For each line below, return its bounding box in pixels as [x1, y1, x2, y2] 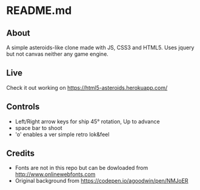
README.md [6, 4, 72, 18]
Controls [6, 101, 40, 112]
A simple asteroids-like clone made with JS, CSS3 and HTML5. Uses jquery [6, 44, 195, 51]
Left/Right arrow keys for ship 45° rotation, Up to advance [15, 118, 160, 125]
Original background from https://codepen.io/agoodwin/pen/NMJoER [15, 177, 189, 185]
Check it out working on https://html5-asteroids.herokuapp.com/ [6, 84, 168, 91]
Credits [6, 148, 35, 158]
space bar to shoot [15, 124, 62, 131]
